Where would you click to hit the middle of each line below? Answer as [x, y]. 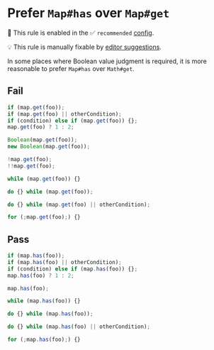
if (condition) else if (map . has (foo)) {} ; [73, 269]
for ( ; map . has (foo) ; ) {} [44, 340]
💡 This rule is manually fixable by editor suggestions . [84, 47]
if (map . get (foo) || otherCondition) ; [64, 114]
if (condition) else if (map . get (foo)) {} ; [73, 121]
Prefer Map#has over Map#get [89, 13]
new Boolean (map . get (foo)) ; [49, 147]
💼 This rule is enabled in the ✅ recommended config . [81, 33]
